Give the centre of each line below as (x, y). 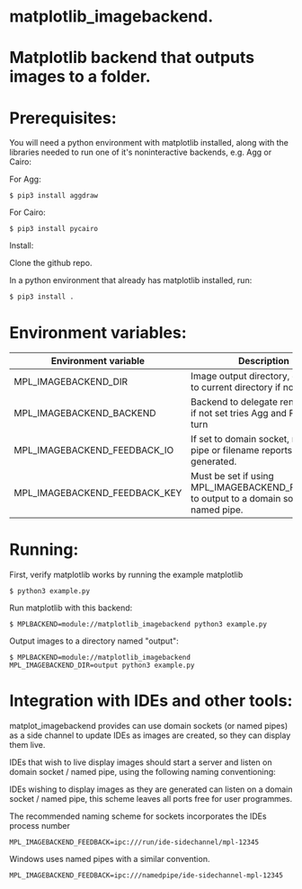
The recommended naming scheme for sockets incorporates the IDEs (138, 816)
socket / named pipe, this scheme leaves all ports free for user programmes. (151, 799)
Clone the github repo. (51, 263)
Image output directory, (240, 377)
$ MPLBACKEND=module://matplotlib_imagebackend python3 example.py (138, 625)
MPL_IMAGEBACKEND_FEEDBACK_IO (94, 450)
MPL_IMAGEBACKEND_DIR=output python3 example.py (102, 666)
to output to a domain (235, 499)
